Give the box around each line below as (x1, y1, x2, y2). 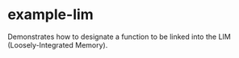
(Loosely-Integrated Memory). (7, 40, 108, 49)
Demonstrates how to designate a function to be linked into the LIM (7, 32, 231, 41)
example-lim (7, 6, 94, 24)
